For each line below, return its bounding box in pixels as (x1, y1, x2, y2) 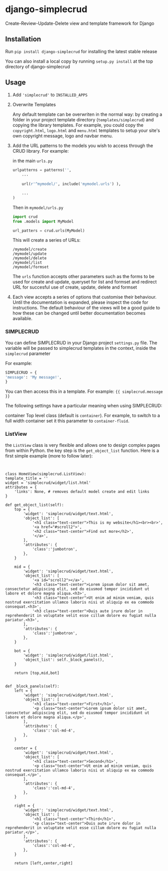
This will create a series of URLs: (12, 237, 81, 243)
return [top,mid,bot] (14, 670, 59, 675)
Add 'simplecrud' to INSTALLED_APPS (12, 91, 88, 98)
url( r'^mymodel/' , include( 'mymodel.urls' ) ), (22, 181, 121, 187)
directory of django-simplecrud (5, 63, 70, 69)
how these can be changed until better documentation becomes (12, 310, 146, 316)
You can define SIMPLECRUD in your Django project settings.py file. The (5, 340, 157, 346)
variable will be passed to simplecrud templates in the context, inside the (5, 345, 156, 351)
